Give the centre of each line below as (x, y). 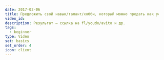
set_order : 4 (18, 45)
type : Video (17, 37)
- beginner (20, 32)
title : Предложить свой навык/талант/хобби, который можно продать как (79, 14)
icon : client (18, 50)
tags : (10, 28)
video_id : (15, 18)
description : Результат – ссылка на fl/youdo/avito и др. (65, 23)
